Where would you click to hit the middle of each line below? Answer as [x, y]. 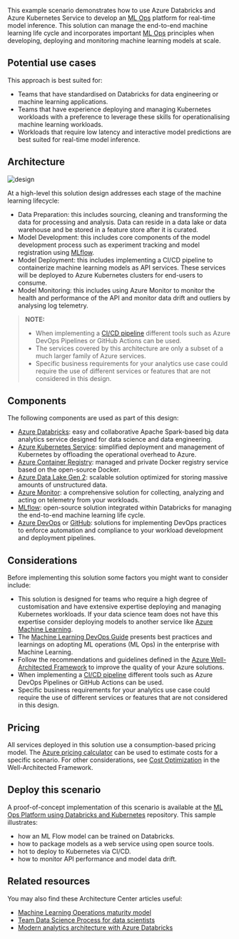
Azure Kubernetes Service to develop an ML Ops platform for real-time [111, 18]
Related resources [49, 882]
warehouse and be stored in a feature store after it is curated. [108, 229]
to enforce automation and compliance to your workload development [120, 530]
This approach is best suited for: [55, 80]
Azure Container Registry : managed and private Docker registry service [123, 462]
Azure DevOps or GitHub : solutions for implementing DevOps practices [122, 523]
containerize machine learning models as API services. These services [122, 268]
